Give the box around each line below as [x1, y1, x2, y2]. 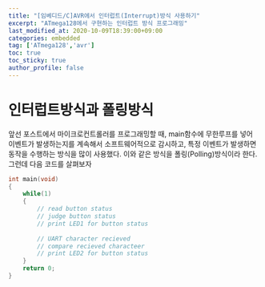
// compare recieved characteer [37, 242, 146, 250]
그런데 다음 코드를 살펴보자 [8, 159, 92, 168]
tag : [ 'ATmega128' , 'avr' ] [8, 42, 94, 50]
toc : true [8, 49, 42, 57]
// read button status [37, 205, 113, 213]
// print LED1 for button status [37, 220, 149, 228]
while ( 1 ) [22, 190, 52, 198]
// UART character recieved [37, 234, 130, 243]
